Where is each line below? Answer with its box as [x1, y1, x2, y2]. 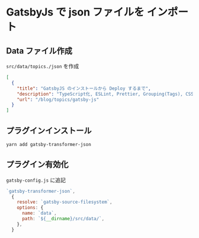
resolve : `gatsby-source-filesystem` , [17, 199, 113, 205]
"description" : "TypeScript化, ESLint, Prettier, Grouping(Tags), [17, 91, 184, 97]
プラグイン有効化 [6, 160, 69, 170]
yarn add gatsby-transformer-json [6, 141, 92, 147]
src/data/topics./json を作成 [6, 63, 79, 69]
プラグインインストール [6, 125, 92, 135]
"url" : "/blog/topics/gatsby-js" [17, 96, 99, 103]
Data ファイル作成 [6, 46, 73, 56]
